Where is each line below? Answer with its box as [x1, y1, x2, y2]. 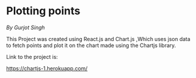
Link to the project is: [6, 53, 58, 60]
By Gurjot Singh [6, 24, 45, 31]
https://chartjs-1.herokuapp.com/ [6, 64, 88, 72]
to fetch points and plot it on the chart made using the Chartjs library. [6, 42, 176, 49]
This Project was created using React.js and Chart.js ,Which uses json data [6, 35, 191, 42]
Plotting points [6, 4, 81, 18]
